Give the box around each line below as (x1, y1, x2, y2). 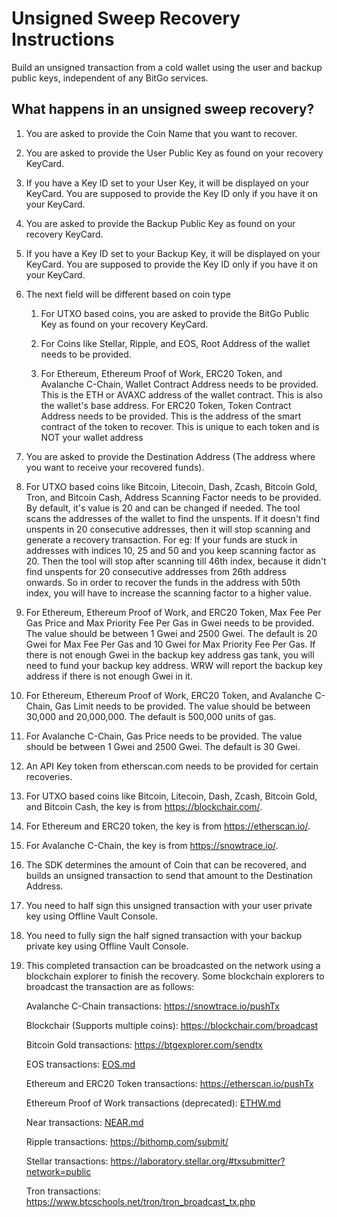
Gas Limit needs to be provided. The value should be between (54, 700, 311, 712)
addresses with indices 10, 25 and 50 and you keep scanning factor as (25, 544, 316, 556)
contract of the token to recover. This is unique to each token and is (40, 420, 320, 432)
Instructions (11, 28, 115, 51)
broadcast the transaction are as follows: (25, 980, 195, 992)
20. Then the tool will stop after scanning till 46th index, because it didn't (25, 555, 327, 567)
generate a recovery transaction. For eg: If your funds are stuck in (25, 533, 298, 546)
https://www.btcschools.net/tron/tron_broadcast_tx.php (25, 1195, 256, 1207)
